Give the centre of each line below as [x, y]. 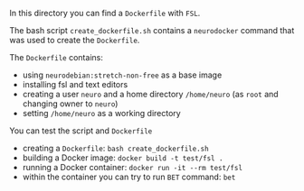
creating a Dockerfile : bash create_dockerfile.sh [116, 148]
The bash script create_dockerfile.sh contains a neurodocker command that [152, 30]
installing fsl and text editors [75, 84]
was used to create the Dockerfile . [75, 40]
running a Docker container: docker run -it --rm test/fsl [132, 167]
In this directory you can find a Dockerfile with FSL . [105, 13]
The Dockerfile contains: [57, 57]
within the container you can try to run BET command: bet [129, 177]
